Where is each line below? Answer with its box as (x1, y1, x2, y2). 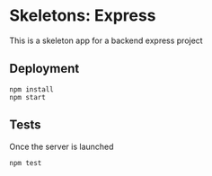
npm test (9, 158, 42, 167)
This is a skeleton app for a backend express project (9, 35, 204, 46)
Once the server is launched (9, 141, 114, 152)
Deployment (9, 61, 80, 76)
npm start (9, 92, 47, 101)
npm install (9, 84, 54, 94)
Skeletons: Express (9, 5, 156, 26)
